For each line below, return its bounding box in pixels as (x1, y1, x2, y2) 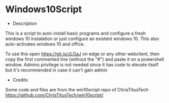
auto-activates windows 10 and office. (5, 41, 85, 47)
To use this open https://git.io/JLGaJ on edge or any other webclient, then (5, 51, 160, 57)
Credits (12, 77, 28, 83)
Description (12, 20, 37, 26)
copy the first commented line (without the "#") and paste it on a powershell (5, 56, 164, 62)
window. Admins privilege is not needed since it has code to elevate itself (5, 61, 159, 67)
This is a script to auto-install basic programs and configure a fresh (5, 30, 146, 36)
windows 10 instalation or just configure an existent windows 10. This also (5, 36, 159, 42)
